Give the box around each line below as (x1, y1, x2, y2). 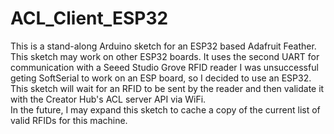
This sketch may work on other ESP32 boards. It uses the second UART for (10, 50, 320, 62)
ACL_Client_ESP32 (10, 7, 169, 30)
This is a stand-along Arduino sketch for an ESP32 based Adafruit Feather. (10, 40, 317, 52)
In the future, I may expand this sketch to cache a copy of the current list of (10, 103, 321, 116)
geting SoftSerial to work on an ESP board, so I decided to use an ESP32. (10, 72, 312, 84)
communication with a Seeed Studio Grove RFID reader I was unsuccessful (10, 61, 319, 73)
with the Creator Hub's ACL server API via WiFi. (10, 93, 207, 105)
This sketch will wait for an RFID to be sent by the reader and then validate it (10, 82, 325, 94)
